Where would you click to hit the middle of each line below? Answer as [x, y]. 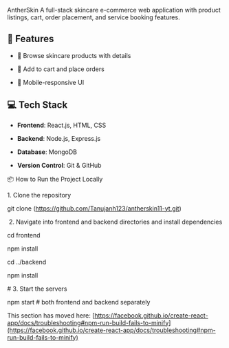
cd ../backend [27, 262]
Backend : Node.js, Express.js [59, 138]
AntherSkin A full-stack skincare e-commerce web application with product [114, 10]
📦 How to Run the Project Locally [55, 179]
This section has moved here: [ [51, 315]
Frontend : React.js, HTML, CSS [62, 125]
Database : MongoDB [47, 152]
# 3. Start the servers [37, 289]
